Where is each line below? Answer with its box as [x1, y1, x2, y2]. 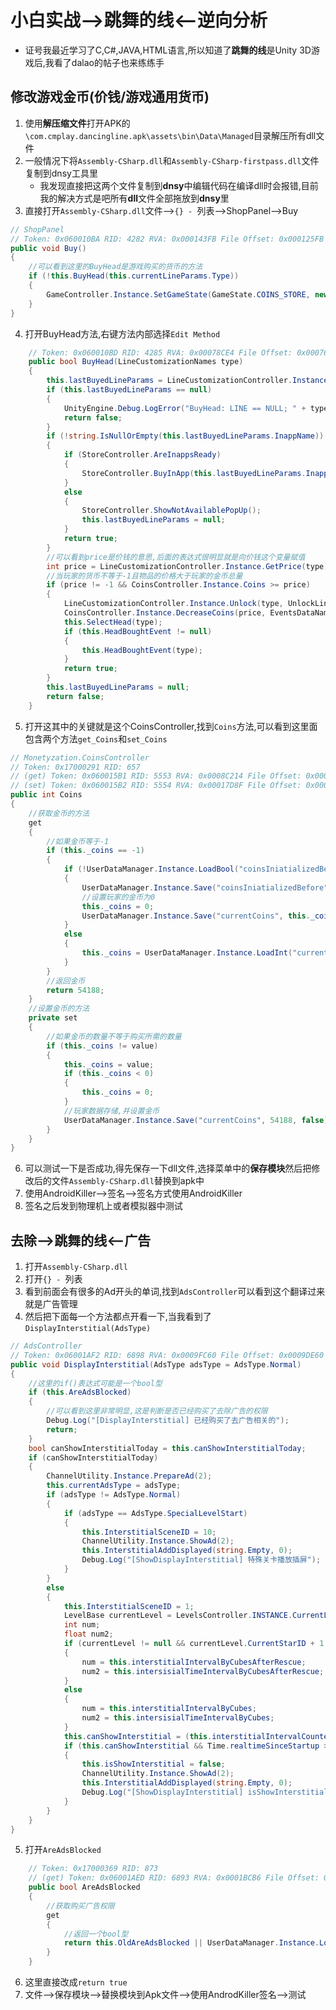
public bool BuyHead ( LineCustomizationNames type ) [28, 357, 244, 367]
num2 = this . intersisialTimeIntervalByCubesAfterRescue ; [81, 1666, 325, 1676]
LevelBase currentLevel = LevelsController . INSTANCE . [63, 1611, 293, 1621]
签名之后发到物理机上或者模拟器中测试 [24, 1200, 183, 1212]
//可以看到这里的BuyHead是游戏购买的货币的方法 [28, 262, 203, 272]
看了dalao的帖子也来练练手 [53, 56, 165, 68]
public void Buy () [10, 243, 87, 253]
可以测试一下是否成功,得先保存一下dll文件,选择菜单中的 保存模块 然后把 [24, 1162, 312, 1175]
